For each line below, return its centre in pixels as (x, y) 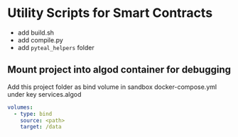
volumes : (20, 107)
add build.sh (36, 32)
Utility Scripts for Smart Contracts (110, 13)
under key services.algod (44, 94)
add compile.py (40, 40)
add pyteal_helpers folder (56, 47)
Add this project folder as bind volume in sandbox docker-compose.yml (112, 87)
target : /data (41, 127)
